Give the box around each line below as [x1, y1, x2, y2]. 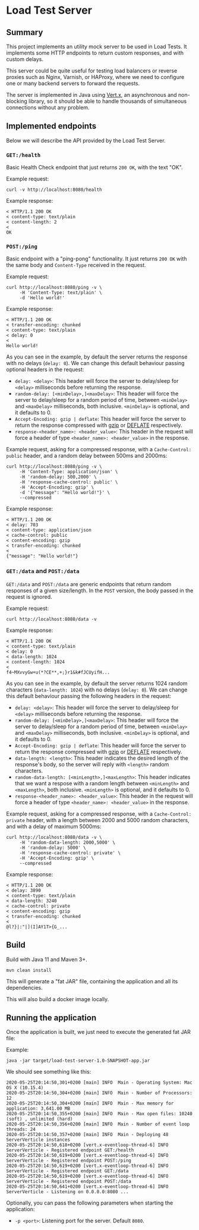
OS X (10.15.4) [6, 1085, 44, 1091]
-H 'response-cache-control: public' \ [19, 479, 118, 485]
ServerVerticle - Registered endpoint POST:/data [6, 1178, 132, 1185]
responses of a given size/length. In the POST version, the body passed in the [6, 587, 194, 594]
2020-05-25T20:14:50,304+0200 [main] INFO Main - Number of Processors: [6, 1090, 193, 1096]
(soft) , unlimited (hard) [6, 1116, 73, 1122]
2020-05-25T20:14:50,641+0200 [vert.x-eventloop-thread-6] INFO [6, 1184, 169, 1190]
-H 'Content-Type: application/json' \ [19, 469, 118, 475]
